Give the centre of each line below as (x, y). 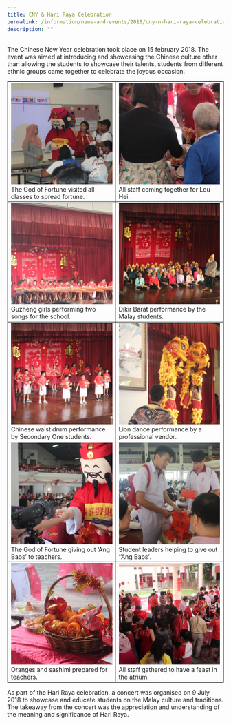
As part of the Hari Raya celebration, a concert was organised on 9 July (108, 693)
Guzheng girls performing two (54, 309)
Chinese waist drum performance (58, 429)
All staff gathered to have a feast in (168, 669)
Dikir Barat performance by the (162, 309)
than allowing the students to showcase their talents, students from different (115, 64)
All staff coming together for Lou (165, 189)
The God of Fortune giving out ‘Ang (61, 549)
